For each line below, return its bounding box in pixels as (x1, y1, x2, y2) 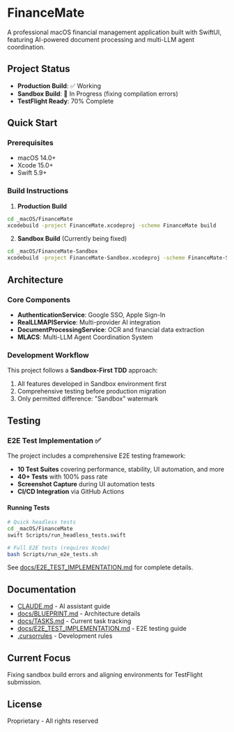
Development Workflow (7, 350, 89, 360)
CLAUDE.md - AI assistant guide (17, 602, 111, 611)
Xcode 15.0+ (17, 161, 54, 170)
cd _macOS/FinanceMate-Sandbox (7, 248, 98, 255)
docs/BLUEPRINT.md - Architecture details (17, 609, 141, 618)
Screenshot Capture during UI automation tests (17, 479, 155, 488)
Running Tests (7, 503, 50, 511)
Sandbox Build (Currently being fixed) (17, 234, 127, 243)
